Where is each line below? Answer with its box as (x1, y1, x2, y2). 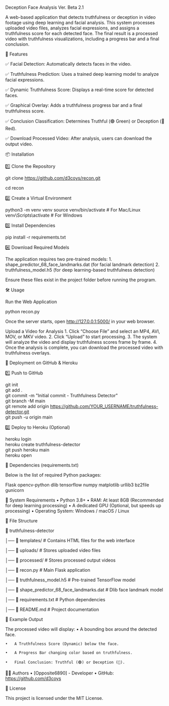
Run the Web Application (5, 299, 57, 305)
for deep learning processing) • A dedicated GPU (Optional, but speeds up (5, 503, 161, 508)
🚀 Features (5, 51, 28, 57)
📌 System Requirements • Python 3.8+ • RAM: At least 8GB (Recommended (5, 497, 164, 503)
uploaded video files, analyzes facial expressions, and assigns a (5, 25, 140, 31)
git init (5, 381, 19, 388)
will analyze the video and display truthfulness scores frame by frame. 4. (5, 339, 157, 345)
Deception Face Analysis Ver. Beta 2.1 (5, 5, 84, 10)
